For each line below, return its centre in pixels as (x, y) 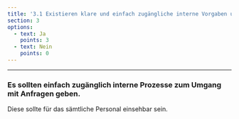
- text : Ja (30, 34)
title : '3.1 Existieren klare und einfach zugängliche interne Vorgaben (117, 14)
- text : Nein (33, 47)
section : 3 (23, 21)
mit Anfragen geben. (44, 93)
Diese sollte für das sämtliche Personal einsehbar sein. (88, 109)
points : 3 (35, 40)
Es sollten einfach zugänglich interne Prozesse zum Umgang (115, 84)
